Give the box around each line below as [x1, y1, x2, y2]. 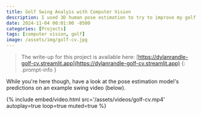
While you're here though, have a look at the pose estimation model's [6, 78, 180, 85]
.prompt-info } [21, 66, 57, 73]
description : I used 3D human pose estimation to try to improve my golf [6, 14, 197, 20]
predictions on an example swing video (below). [6, 84, 126, 91]
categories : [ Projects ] [6, 25, 67, 32]
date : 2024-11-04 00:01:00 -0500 [6, 20, 91, 26]
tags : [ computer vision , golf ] [6, 31, 85, 37]
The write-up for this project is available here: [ [21, 54, 138, 60]
